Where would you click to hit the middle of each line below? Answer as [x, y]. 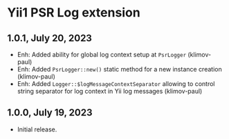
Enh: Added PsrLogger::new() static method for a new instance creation [120, 69]
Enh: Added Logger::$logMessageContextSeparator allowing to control [116, 84]
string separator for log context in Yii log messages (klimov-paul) [110, 91]
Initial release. [37, 129]
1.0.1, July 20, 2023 [49, 38]
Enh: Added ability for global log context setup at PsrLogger [102, 54]
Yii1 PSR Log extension [74, 13]
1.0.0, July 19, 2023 [50, 113]
